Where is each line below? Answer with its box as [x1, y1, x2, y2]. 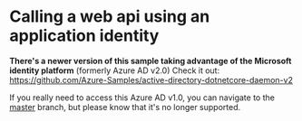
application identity [9, 25, 160, 46]
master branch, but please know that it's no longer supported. [9, 101, 241, 112]
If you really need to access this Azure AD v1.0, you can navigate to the [9, 92, 275, 103]
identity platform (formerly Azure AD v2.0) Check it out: [9, 65, 220, 76]
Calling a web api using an [9, 6, 210, 27]
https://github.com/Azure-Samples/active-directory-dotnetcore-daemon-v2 [9, 74, 293, 85]
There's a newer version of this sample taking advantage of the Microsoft [9, 55, 292, 66]
